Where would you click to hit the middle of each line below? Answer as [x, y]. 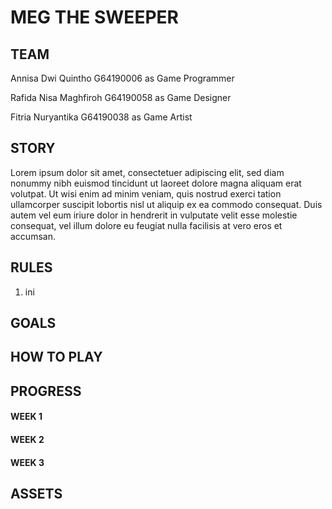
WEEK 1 [26, 417]
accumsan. [33, 236]
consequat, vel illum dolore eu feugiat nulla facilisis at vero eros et [146, 225]
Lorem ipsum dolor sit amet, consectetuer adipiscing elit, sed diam [147, 172]
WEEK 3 [27, 462]
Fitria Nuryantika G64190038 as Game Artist [101, 117]
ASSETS [36, 493]
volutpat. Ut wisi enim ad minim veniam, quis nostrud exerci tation [146, 193]
